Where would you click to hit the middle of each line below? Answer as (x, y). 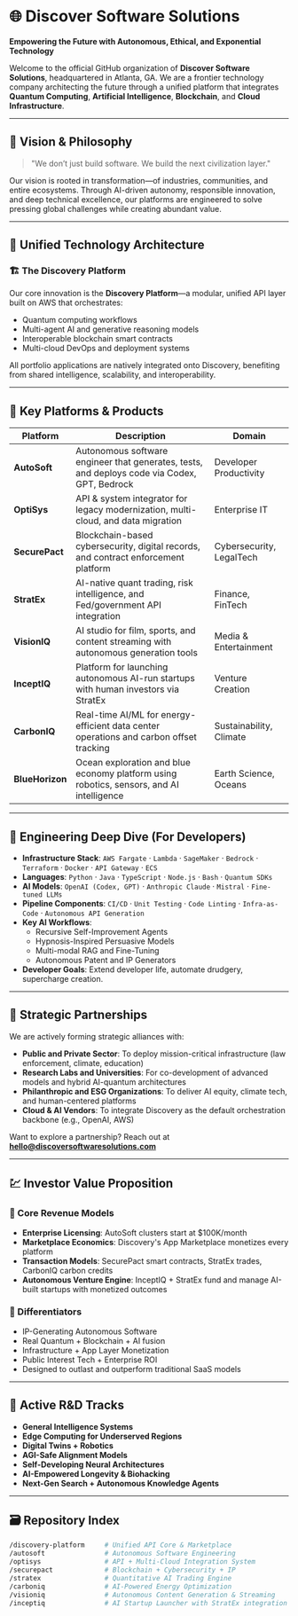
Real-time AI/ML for (117, 715)
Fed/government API (118, 605)
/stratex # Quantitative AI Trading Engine (121, 1578)
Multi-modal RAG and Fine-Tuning (97, 951)
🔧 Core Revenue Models (62, 1213)
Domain (249, 436)
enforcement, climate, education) (83, 1063)
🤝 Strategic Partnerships (78, 1015)
